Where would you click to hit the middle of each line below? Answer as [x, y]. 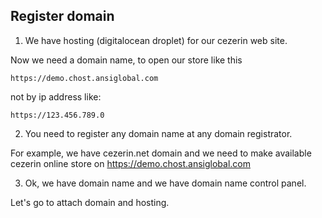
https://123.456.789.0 [57, 115]
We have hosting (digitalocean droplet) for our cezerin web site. [156, 40]
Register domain [62, 16]
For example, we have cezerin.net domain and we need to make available [161, 153]
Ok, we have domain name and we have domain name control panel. [165, 183]
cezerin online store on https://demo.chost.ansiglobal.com [130, 163]
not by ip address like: [56, 96]
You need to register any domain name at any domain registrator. [158, 133]
